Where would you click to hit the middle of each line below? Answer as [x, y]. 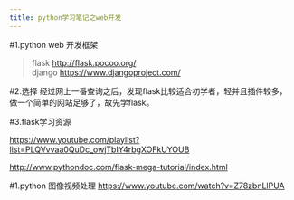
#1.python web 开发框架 [54, 44]
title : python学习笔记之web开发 [66, 18]
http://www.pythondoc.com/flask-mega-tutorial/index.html [119, 167]
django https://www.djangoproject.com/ [106, 72]
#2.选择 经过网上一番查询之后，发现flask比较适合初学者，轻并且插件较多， [148, 90]
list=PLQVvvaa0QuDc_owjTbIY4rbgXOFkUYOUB [100, 149]
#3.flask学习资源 [40, 121]
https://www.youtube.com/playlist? [75, 139]
